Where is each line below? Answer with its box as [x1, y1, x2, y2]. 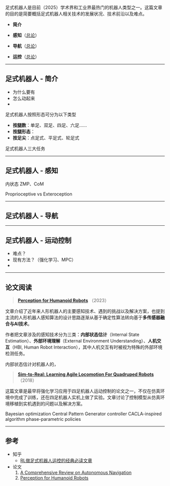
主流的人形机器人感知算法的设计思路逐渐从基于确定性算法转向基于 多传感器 [5, 315, 160, 321]
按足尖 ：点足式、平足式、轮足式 [12, 134, 79, 140]
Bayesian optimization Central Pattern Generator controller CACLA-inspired [5, 411, 162, 417]
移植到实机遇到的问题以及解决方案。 [9, 401, 85, 407]
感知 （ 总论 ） [12, 32, 39, 38]
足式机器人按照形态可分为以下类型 [5, 111, 76, 117]
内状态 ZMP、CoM [5, 181, 44, 187]
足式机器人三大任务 [5, 145, 46, 152]
